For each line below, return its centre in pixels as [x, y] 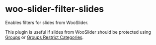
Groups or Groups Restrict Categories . [44, 37]
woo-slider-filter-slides [55, 9]
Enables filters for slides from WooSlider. [47, 22]
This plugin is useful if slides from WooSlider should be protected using [78, 32]
